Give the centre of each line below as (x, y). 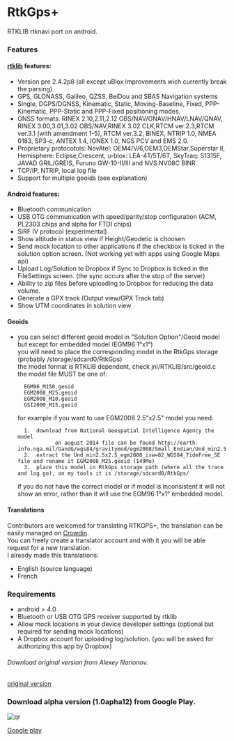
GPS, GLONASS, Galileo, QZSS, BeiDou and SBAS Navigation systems (117, 97)
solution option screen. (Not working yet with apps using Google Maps (118, 254)
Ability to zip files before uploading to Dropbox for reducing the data (115, 284)
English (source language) (55, 568)
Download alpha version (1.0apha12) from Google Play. (102, 702)
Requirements (32, 594)
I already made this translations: (53, 555)
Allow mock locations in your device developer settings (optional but (116, 624)
